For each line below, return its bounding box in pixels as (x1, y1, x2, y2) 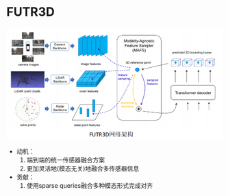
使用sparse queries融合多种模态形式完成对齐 (26, 182, 153, 190)
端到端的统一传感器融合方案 (26, 156, 105, 164)
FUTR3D (6, 4, 55, 20)
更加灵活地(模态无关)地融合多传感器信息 (26, 164, 140, 173)
